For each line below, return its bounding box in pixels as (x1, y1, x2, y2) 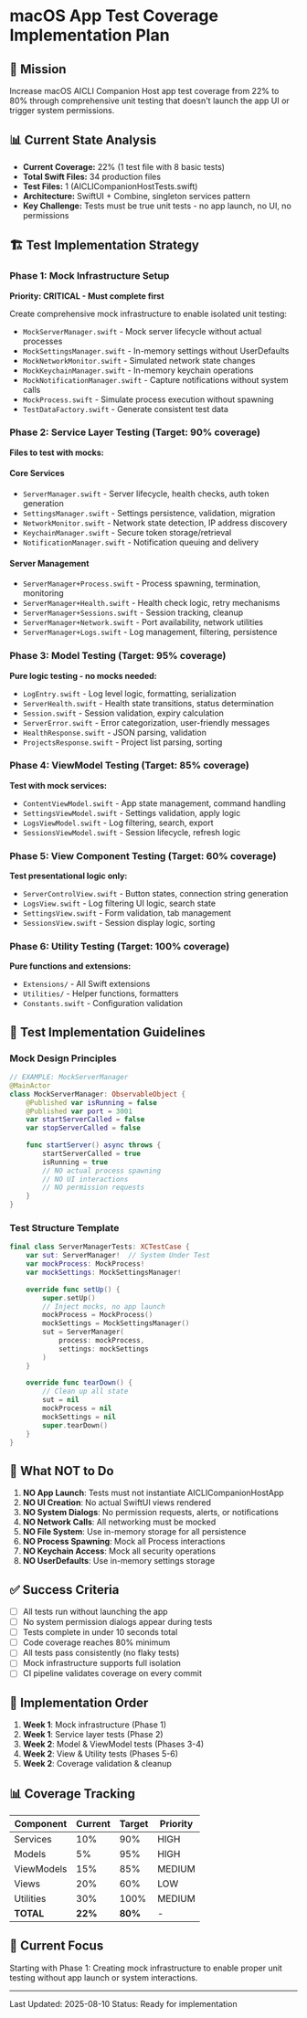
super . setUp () (42, 1293, 96, 1302)
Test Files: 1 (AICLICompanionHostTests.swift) (22, 180, 198, 192)
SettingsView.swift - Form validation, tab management (22, 908, 231, 919)
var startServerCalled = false (26, 1115, 145, 1124)
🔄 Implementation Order (9, 1694, 149, 1710)
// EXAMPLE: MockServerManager (9, 1073, 129, 1082)
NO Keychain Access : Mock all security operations (22, 1545, 217, 1556)
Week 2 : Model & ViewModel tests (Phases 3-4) (22, 1738, 205, 1750)
